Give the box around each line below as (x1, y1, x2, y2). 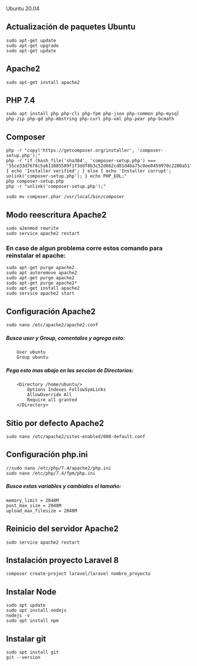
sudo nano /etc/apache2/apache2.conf (6, 322, 98, 328)
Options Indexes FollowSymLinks (27, 387, 107, 393)
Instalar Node (6, 587, 57, 597)
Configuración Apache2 (6, 306, 96, 316)
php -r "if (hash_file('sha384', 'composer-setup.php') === (6, 158, 157, 164)
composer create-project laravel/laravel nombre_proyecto (6, 571, 151, 577)
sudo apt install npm (6, 618, 59, 624)
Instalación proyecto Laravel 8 (6, 555, 119, 565)
